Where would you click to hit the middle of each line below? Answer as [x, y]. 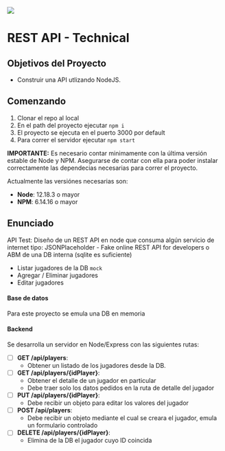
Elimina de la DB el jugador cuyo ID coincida [90, 441]
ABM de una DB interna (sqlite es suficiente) [70, 254]
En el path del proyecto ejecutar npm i [71, 125]
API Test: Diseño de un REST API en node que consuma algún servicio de [111, 240]
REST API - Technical [68, 38]
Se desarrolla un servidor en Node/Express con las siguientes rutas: [103, 344]
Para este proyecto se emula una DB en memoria [76, 313]
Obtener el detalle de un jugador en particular [92, 381]
